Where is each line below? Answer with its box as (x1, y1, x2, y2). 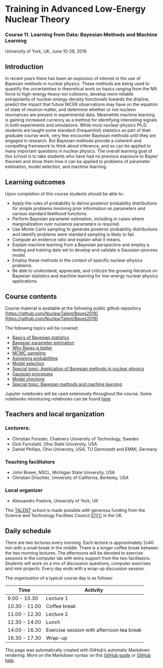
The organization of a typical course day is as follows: (5, 575, 113, 581)
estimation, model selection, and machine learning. (5, 164, 108, 169)
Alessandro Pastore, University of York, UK (12, 498, 98, 504)
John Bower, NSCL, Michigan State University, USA (12, 469, 115, 475)
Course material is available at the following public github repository (5, 305, 142, 311)
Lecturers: (5, 425, 31, 432)
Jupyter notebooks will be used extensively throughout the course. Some (5, 391, 152, 397)
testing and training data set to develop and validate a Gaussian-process (12, 247, 158, 253)
